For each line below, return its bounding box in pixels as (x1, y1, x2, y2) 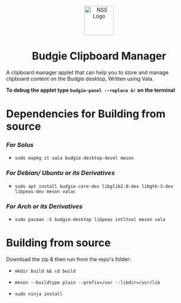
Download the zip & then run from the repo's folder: (6, 255, 131, 262)
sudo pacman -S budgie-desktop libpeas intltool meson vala (14, 217, 166, 223)
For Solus (6, 141, 34, 149)
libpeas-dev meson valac (14, 189, 76, 195)
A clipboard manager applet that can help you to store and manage (6, 68, 169, 76)
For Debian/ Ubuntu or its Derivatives (6, 169, 115, 177)
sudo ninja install (14, 291, 63, 297)
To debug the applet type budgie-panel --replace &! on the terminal (6, 86, 176, 94)
